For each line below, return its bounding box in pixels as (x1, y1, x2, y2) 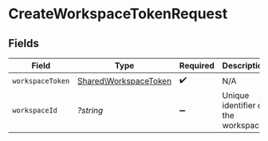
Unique (222, 90, 250, 100)
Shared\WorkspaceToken (77, 75, 172, 86)
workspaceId (12, 106, 58, 115)
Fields (8, 37, 40, 50)
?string (77, 105, 104, 116)
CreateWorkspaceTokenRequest (8, 5, 228, 23)
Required (179, 61, 215, 71)
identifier (222, 100, 256, 111)
